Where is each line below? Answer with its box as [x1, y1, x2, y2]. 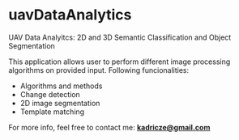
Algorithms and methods [19, 81, 103, 91]
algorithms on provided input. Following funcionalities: [8, 65, 190, 74]
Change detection [19, 89, 81, 99]
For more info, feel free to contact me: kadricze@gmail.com [8, 122, 211, 132]
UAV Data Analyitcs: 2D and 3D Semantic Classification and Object [8, 32, 232, 42]
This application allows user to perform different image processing [8, 57, 231, 66]
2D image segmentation [19, 98, 100, 108]
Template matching [19, 107, 85, 117]
